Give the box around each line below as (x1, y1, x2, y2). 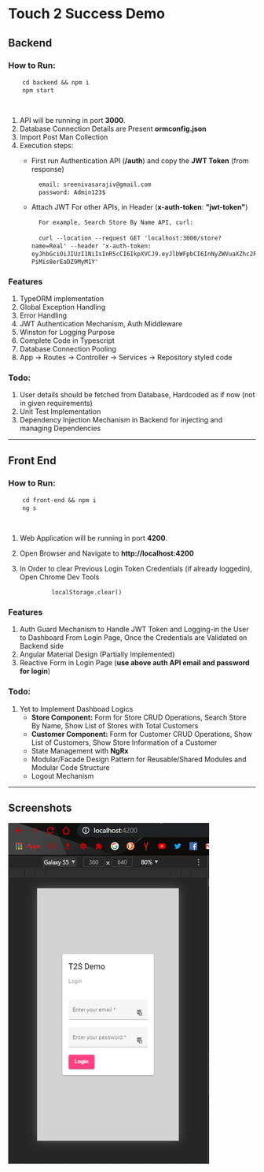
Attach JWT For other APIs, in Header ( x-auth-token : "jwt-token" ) (31, 202, 248, 211)
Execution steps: (19, 140, 74, 150)
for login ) (19, 667, 51, 676)
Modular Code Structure (31, 762, 110, 772)
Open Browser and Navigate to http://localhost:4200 (19, 549, 194, 558)
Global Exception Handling (19, 303, 106, 312)
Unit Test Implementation (19, 407, 101, 416)
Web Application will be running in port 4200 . (19, 534, 168, 543)
